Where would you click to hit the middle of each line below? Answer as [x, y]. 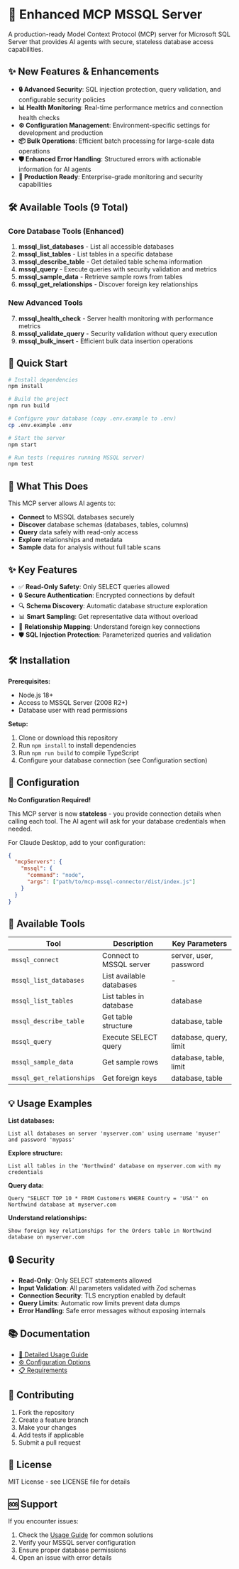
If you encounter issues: [43, 1521]
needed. [20, 829]
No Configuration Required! [50, 799]
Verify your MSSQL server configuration [77, 1543]
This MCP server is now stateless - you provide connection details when [115, 814]
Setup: [18, 723]
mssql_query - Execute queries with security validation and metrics [117, 269]
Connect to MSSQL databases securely [76, 517]
